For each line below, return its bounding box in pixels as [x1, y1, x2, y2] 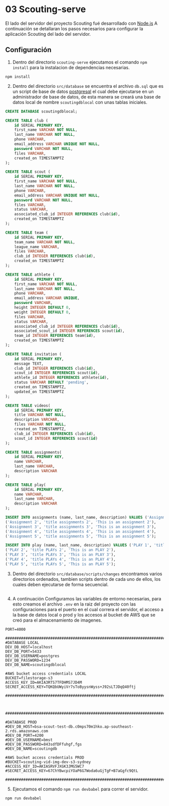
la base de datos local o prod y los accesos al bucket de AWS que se [12, 612, 156, 618]
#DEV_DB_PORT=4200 [5, 733, 44, 738]
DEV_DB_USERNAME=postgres [5, 653, 59, 659]
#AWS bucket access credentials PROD [5, 755, 84, 760]
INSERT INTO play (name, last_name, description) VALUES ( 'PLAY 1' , [5, 543, 152, 548]
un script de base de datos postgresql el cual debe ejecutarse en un [12, 88, 154, 94]
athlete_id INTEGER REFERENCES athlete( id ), [14, 375, 109, 380]
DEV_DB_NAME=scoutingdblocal [5, 662, 66, 667]
